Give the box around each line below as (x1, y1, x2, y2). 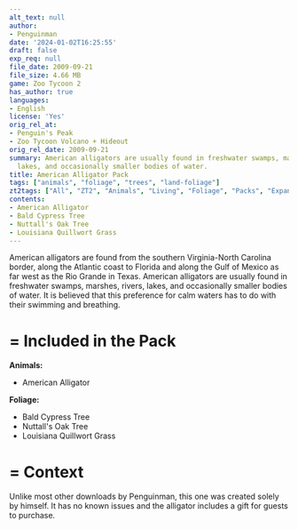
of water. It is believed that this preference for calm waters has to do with (9, 290, 277, 301)
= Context (9, 461, 84, 482)
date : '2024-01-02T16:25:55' (9, 37, 117, 47)
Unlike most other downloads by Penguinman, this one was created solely (9, 491, 279, 502)
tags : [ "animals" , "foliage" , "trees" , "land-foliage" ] (9, 179, 220, 188)
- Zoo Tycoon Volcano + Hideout (9, 137, 129, 146)
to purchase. (9, 510, 56, 521)
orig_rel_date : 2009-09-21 (9, 145, 109, 154)
